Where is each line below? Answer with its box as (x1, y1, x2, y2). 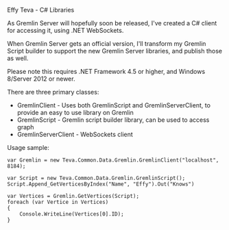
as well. (7, 54, 29, 62)
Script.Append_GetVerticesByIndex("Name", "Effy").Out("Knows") (7, 181, 195, 188)
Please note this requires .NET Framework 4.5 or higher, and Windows (7, 68, 206, 75)
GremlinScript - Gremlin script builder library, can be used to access (16, 116, 210, 124)
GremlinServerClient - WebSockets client (16, 130, 134, 138)
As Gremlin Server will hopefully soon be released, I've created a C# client (7, 19, 217, 27)
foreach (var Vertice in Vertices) (7, 199, 109, 205)
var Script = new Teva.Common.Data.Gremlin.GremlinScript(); (7, 175, 186, 181)
